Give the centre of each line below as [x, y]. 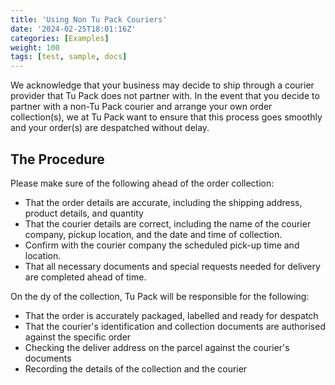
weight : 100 [35, 47]
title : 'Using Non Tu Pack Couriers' [89, 19]
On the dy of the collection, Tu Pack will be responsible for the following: [160, 296]
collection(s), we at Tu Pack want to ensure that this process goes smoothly [166, 117]
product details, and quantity [84, 213]
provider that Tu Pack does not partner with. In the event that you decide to [165, 96]
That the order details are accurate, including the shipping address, [163, 202]
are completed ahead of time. [85, 277]
